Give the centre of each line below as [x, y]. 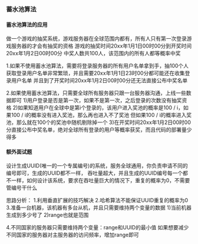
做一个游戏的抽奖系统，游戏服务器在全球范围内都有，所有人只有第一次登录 [96, 39]
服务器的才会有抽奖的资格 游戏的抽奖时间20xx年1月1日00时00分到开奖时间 [101, 46]
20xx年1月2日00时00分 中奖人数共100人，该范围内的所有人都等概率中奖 [93, 54]
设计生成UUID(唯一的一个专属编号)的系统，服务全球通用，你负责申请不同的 [97, 166]
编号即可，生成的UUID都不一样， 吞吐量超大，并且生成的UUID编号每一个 [95, 173]
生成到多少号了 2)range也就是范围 [47, 215]
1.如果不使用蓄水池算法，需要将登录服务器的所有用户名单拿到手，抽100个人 [98, 66]
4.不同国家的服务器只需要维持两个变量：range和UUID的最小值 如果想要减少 [98, 228]
